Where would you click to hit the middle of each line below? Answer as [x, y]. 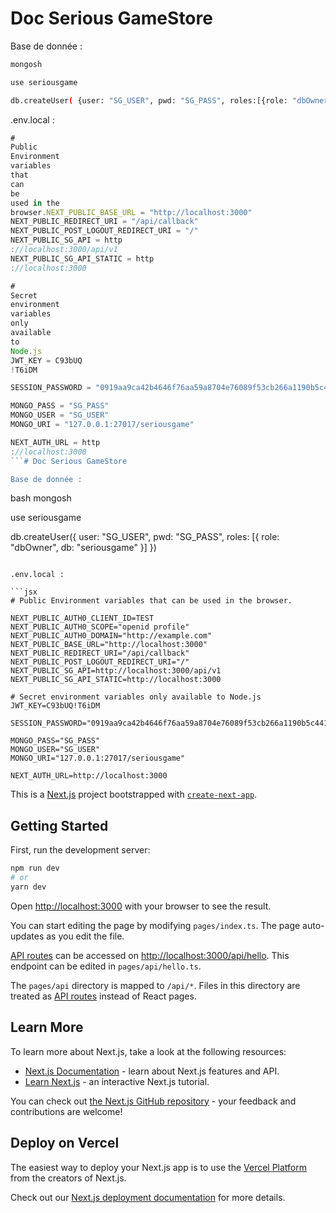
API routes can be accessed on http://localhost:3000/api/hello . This [150, 955]
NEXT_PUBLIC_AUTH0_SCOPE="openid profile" [100, 627]
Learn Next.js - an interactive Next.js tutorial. [117, 1081]
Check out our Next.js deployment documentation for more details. [148, 1197]
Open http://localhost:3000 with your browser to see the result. [141, 906]
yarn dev [28, 887]
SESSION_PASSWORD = [51, 388]
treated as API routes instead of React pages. [103, 996]
